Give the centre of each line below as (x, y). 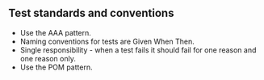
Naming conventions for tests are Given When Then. (107, 41)
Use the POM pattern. (56, 67)
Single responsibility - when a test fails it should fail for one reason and (138, 50)
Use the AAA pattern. (55, 32)
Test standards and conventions (91, 13)
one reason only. (48, 58)
